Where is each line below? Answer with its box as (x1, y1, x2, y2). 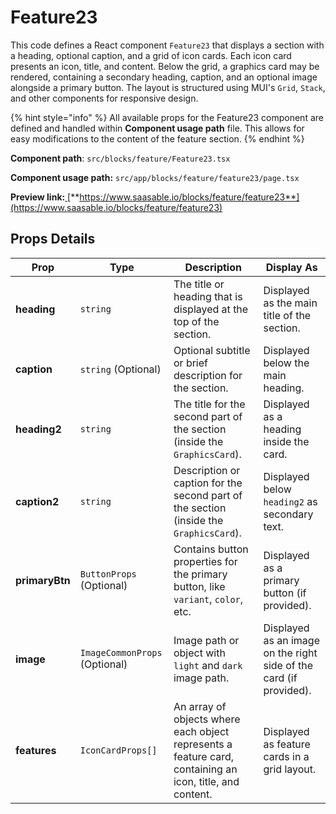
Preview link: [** (10, 191, 80, 203)
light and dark (173, 658, 243, 672)
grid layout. (263, 762, 317, 776)
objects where (173, 712, 241, 726)
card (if (263, 671, 298, 685)
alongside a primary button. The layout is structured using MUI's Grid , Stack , (10, 81, 326, 93)
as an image (263, 633, 320, 647)
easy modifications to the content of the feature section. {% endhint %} (10, 132, 305, 145)
